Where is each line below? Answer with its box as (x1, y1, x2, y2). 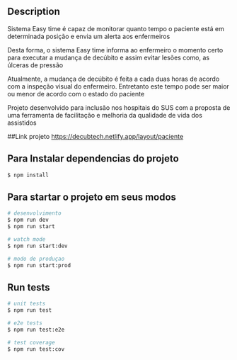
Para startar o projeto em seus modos (7, 191, 177, 203)
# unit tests (7, 300, 46, 308)
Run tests (7, 281, 50, 293)
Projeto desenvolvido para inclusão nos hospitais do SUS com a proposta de (7, 103, 231, 112)
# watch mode (7, 235, 46, 243)
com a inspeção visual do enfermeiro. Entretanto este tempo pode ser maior (7, 81, 230, 91)
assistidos (7, 118, 37, 127)
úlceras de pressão (7, 60, 64, 69)
